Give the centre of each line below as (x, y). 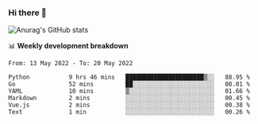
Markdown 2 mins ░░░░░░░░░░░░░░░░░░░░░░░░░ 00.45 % (129, 99)
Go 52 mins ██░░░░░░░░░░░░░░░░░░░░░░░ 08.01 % (129, 84)
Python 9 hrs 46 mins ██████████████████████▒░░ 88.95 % (129, 77)
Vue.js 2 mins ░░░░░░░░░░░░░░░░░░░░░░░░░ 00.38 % (129, 105)
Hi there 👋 (28, 13)
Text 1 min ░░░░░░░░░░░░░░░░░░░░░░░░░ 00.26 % (129, 112)
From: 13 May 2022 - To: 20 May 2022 (71, 64)
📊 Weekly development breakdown (68, 46)
